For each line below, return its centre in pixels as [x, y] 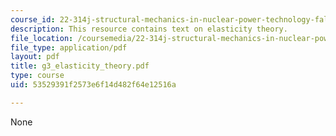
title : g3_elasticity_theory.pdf [80, 66]
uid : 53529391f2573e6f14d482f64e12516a [93, 85]
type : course [37, 76]
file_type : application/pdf [69, 47]
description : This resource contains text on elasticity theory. [149, 29]
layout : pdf [35, 57]
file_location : [42, 38]
